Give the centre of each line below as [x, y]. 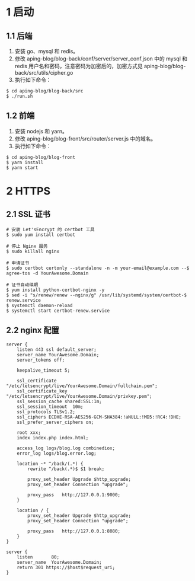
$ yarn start [22, 167]
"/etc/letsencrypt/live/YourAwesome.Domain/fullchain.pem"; [82, 386]
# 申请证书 [18, 263]
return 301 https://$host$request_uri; [66, 567]
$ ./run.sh [20, 96]
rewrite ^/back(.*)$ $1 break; [66, 469]
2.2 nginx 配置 [33, 331]
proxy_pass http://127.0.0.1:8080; [74, 531]
